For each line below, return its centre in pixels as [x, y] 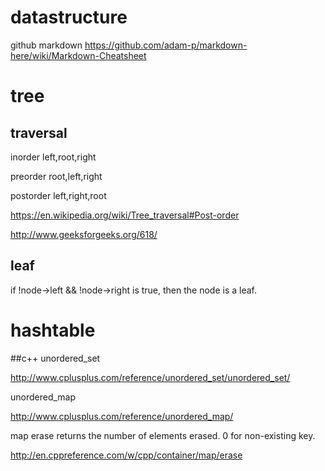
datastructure [69, 17]
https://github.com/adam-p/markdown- [166, 45]
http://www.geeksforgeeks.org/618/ [84, 234]
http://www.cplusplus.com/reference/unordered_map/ [122, 416]
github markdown [46, 45]
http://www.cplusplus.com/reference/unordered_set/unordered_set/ [150, 377]
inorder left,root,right [53, 157]
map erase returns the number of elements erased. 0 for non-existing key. [163, 435]
